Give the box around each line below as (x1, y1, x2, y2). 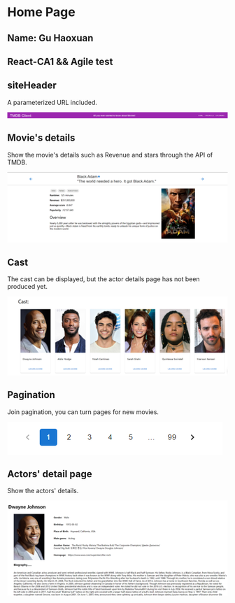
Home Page (7, 4, 76, 20)
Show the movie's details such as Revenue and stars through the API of (7, 150, 213, 159)
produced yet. (7, 283, 48, 291)
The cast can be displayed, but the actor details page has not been (7, 275, 201, 283)
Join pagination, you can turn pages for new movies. (7, 407, 159, 416)
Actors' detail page (7, 468, 92, 480)
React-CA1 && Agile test (7, 55, 113, 67)
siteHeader (7, 80, 57, 92)
